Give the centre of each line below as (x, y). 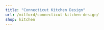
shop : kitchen (20, 19)
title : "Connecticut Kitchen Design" (45, 10)
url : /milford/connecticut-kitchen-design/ (52, 15)
